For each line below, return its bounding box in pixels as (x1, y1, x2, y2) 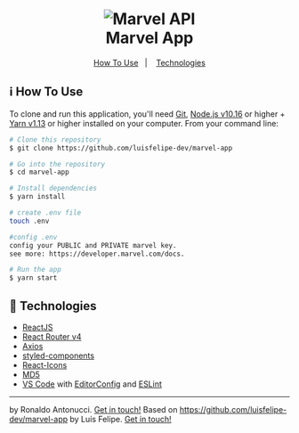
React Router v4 (21, 331, 82, 342)
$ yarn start (9, 274, 58, 282)
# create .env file (9, 208, 82, 217)
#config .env (9, 233, 58, 241)
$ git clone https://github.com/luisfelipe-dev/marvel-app (9, 143, 233, 152)
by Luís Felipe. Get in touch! (69, 413, 172, 424)
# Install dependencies (9, 184, 98, 193)
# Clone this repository (9, 135, 101, 144)
